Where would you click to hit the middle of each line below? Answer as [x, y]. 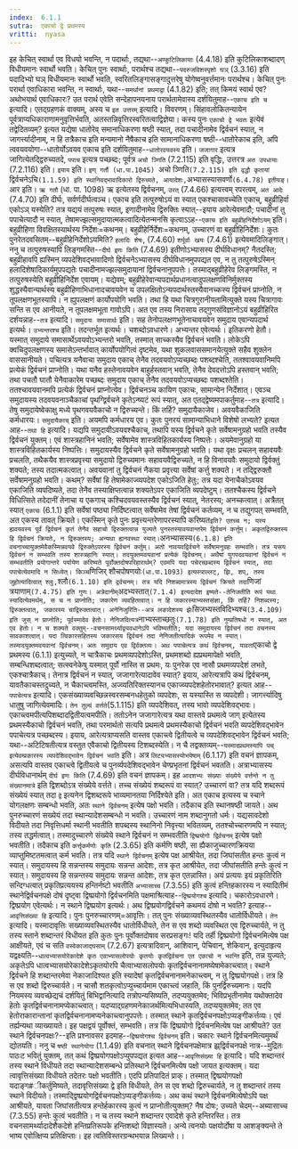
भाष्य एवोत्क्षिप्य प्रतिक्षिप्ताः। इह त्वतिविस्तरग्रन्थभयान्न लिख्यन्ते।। [97, 1136]
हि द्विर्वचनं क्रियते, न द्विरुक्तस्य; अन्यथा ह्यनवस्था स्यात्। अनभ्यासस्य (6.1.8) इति [121, 538]
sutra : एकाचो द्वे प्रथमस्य [47, 26]
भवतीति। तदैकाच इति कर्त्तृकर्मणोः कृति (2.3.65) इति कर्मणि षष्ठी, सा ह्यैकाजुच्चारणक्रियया [132, 845]
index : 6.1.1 [36, 17]
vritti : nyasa [37, 34]
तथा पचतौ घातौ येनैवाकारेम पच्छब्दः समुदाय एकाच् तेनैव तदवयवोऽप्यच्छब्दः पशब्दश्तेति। [127, 380]
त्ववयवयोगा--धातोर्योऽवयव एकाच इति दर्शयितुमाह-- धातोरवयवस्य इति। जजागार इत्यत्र [122, 150]
